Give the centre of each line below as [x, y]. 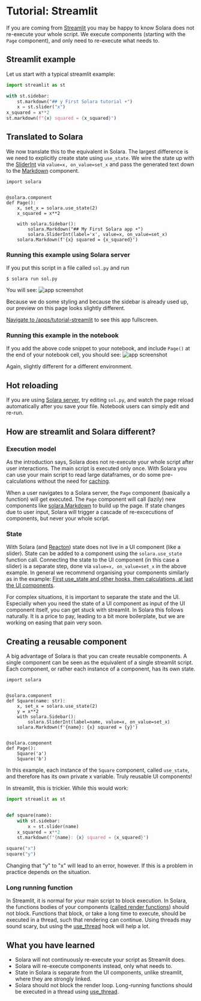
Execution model [31, 448]
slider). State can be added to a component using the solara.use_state [94, 553]
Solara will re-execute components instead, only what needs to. [94, 966]
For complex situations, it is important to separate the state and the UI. [93, 597]
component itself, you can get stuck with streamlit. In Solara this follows [95, 610]
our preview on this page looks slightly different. [66, 308]
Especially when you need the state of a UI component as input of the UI [96, 604]
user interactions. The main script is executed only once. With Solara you [97, 468]
